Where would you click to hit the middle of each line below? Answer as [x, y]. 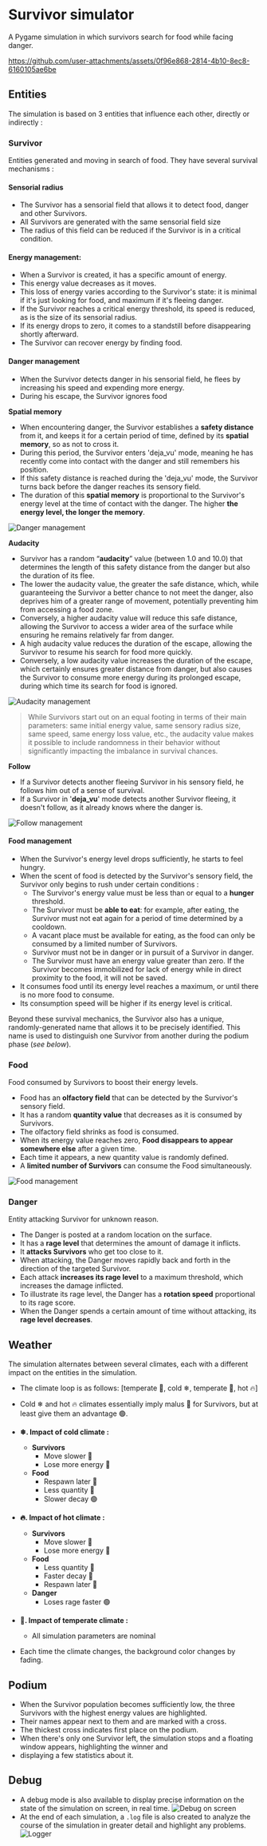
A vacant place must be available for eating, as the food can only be [143, 935]
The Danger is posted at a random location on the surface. [116, 1235]
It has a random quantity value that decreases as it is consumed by [131, 1115]
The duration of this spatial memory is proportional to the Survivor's [132, 495]
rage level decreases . [56, 1320]
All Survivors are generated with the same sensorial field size [120, 222]
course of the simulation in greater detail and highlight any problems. [133, 1825]
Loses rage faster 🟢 [77, 1602]
